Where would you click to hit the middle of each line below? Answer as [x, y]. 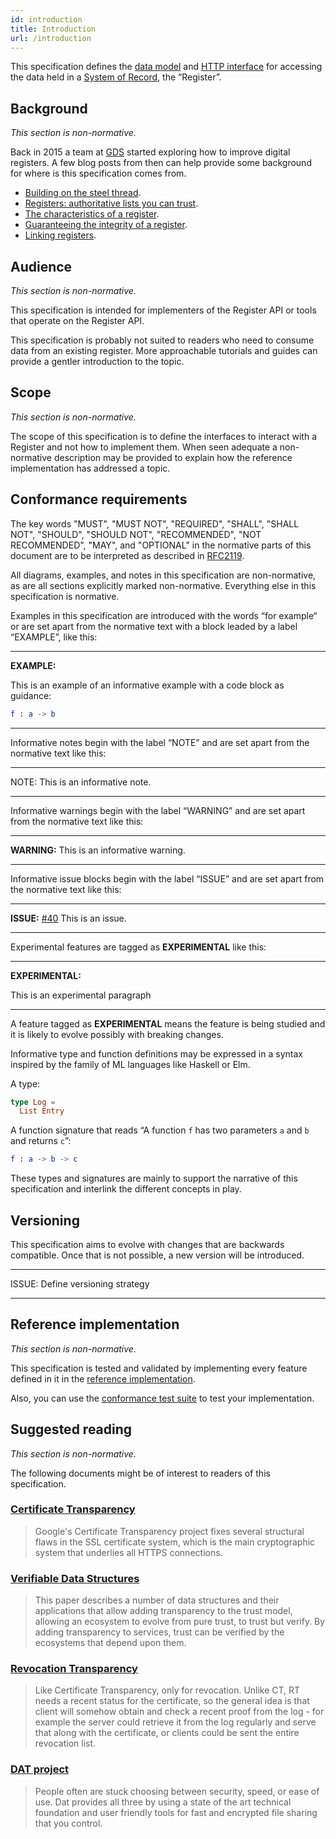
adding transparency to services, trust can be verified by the [159, 1632]
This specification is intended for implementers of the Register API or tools [163, 310]
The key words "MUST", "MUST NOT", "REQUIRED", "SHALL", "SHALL [155, 523]
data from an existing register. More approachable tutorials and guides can [164, 350]
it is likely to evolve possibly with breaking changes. [117, 1034]
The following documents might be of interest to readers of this [140, 1473]
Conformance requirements [99, 499]
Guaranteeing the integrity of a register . [106, 225]
